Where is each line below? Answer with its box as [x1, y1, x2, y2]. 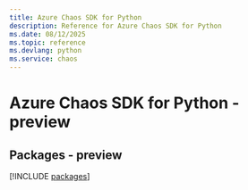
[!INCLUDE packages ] [9, 171, 90, 181]
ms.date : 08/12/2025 [9, 29, 87, 38]
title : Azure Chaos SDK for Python [9, 12, 142, 22]
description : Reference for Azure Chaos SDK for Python [9, 21, 222, 30]
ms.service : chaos [9, 54, 78, 63]
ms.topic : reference [9, 37, 87, 47]
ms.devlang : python [9, 46, 82, 55]
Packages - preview [9, 147, 123, 162]
